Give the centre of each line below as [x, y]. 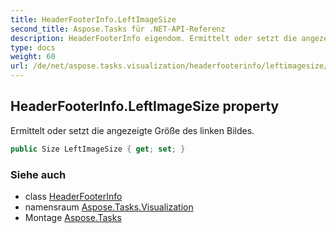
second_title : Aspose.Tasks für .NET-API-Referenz [118, 29]
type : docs [33, 47]
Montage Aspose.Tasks [73, 217]
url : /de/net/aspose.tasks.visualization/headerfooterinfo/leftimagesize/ [169, 66]
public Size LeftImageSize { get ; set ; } [98, 149]
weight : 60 [33, 57]
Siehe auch [38, 174]
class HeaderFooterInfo [73, 196]
